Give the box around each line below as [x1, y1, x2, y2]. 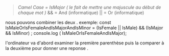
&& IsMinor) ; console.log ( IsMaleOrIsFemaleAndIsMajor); [5, 30, 127, 36]
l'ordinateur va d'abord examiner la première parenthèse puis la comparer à [5, 40, 164, 46]
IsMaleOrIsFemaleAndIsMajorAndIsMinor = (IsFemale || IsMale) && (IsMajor [5, 25, 163, 31]
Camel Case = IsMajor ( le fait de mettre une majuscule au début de [17, 5, 161, 10]
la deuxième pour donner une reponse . [5, 45, 88, 51]
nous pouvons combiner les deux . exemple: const [5, 20, 111, 25]
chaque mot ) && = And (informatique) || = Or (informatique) [17, 10, 144, 16]
